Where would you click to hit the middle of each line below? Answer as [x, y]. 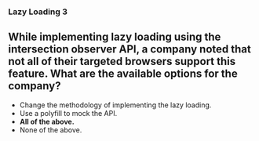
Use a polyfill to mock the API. [68, 113]
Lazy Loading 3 [38, 12]
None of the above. [51, 130]
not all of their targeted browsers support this [122, 61]
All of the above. [47, 121]
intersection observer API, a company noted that [129, 49]
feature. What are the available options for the [123, 74]
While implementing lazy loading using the [115, 37]
